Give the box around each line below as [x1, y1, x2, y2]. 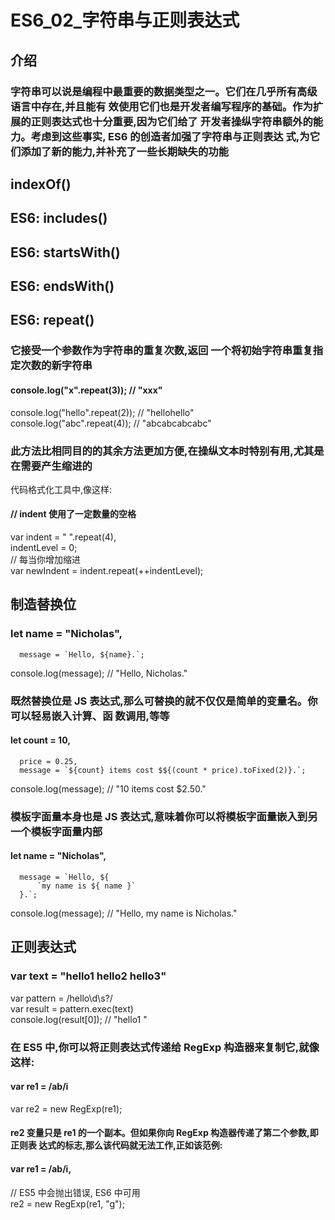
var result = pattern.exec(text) [10, 1002, 134, 1015]
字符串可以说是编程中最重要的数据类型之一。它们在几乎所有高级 [10, 84, 318, 98]
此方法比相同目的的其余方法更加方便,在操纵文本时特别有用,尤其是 [10, 444, 325, 458]
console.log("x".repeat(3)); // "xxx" [10, 384, 163, 396]
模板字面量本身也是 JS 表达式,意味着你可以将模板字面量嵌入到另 [10, 809, 318, 823]
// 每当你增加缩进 [10, 554, 82, 566]
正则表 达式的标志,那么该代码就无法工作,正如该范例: [10, 1139, 223, 1151]
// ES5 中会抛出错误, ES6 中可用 [10, 1186, 141, 1198]
